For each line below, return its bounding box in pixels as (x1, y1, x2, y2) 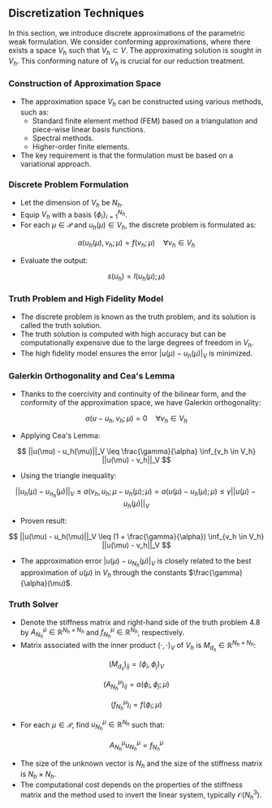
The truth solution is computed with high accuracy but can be (19, 329, 227, 339)
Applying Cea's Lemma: (19, 430, 101, 441)
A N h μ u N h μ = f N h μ (109, 738, 164, 753)
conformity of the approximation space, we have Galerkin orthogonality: (19, 397, 261, 407)
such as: (19, 107, 49, 117)
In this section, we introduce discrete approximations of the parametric (8, 28, 245, 37)
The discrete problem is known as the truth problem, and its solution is (19, 312, 257, 322)
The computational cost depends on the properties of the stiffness (19, 780, 244, 789)
